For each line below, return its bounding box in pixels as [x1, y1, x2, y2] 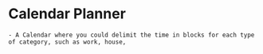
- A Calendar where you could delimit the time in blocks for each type [8, 31, 255, 39]
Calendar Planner [8, 5, 126, 23]
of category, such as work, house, [8, 37, 127, 46]
